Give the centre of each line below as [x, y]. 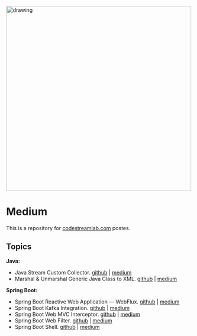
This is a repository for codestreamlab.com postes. [68, 228]
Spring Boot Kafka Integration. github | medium [72, 308]
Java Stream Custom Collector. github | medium [73, 272]
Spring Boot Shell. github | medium [57, 327]
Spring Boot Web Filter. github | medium [63, 320]
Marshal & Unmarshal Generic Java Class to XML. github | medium [96, 279]
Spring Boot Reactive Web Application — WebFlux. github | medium [97, 302]
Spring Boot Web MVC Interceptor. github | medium [77, 314]
